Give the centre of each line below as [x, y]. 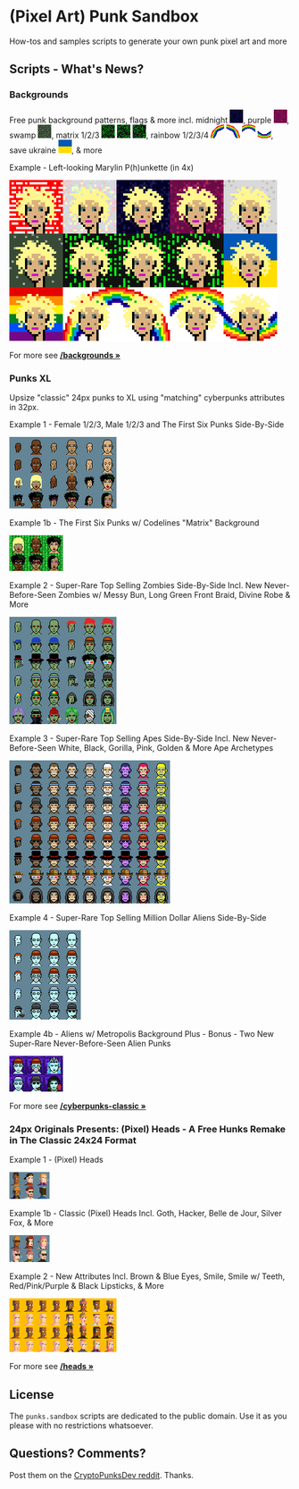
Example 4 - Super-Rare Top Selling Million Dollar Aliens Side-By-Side [138, 917]
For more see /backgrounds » [65, 355]
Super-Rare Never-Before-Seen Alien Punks [90, 1043]
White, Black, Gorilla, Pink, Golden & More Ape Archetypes [166, 747]
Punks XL [30, 378]
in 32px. [24, 407]
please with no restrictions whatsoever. [81, 1426]
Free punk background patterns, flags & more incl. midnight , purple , [149, 120]
